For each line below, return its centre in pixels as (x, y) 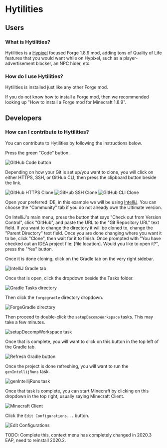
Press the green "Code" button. (37, 152)
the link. (13, 182)
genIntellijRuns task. (27, 371)
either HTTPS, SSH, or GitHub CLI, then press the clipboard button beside (81, 177)
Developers (23, 118)
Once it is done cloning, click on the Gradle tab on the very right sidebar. (80, 258)
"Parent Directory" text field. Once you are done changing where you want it (83, 233)
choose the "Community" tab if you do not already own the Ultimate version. (83, 207)
